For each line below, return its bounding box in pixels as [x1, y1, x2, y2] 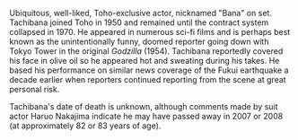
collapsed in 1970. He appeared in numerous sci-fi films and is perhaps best [9, 27, 291, 37]
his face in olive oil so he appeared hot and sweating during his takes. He [9, 56, 280, 66]
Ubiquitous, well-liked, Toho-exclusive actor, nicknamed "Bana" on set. [9, 8, 272, 18]
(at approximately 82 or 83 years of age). [9, 120, 162, 131]
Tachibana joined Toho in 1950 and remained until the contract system [9, 17, 269, 28]
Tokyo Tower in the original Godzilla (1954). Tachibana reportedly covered [9, 46, 284, 57]
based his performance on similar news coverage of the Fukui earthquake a [9, 65, 289, 75]
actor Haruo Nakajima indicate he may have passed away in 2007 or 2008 [9, 111, 284, 121]
